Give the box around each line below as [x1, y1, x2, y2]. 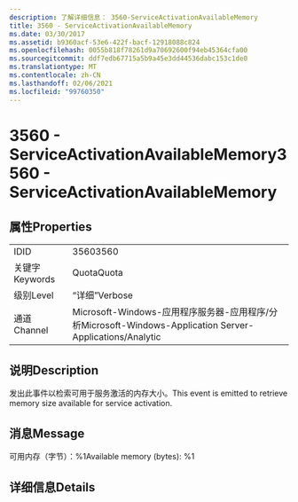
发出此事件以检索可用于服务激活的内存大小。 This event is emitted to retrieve [9, 388, 288, 399]
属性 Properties [9, 219, 92, 235]
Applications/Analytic [72, 330, 161, 342]
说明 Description [9, 363, 99, 378]
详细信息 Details [9, 480, 96, 495]
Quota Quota [72, 266, 124, 278]
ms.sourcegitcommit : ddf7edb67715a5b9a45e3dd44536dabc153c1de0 [9, 54, 248, 63]
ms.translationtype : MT [9, 63, 98, 72]
